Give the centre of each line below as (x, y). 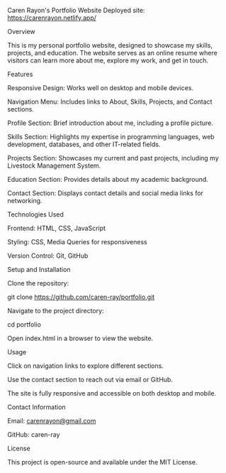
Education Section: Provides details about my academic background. (108, 179)
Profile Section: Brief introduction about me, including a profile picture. (111, 123)
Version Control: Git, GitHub (48, 256)
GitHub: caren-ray (34, 435)
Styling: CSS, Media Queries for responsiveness (77, 242)
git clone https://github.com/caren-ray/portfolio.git (81, 297)
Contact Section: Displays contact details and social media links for (106, 193)
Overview (21, 32)
